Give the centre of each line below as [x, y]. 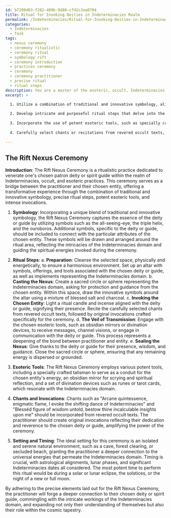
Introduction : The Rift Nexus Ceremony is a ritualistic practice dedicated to [84, 170]
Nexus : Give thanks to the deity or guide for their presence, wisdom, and [89, 347]
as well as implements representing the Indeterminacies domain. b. [83, 276]
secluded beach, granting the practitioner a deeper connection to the [85, 452]
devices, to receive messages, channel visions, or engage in [76, 330]
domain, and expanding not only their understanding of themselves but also [84, 505]
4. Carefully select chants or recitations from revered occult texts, [88, 133]
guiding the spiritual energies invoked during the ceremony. [75, 250]
